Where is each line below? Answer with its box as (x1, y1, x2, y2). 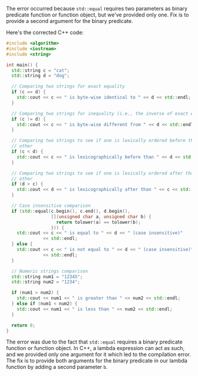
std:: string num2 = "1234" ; (11, 279, 81, 285)
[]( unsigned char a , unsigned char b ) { (51, 213, 151, 220)
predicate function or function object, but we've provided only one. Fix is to (6, 11, 189, 18)
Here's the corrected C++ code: (6, 29, 84, 36)
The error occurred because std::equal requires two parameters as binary (6, 5, 187, 12)
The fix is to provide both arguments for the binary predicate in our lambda (6, 357, 187, 364)
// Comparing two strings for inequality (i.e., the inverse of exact (11, 110, 189, 117)
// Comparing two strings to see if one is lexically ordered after (11, 170, 183, 176)
